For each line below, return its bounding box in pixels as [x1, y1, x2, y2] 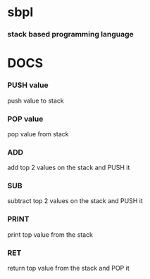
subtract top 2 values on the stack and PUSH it [7, 197, 143, 205]
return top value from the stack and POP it [7, 264, 130, 273]
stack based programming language [7, 30, 134, 39]
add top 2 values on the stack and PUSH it [7, 163, 130, 172]
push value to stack [7, 96, 65, 105]
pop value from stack [7, 129, 69, 138]
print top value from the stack [7, 230, 94, 239]
